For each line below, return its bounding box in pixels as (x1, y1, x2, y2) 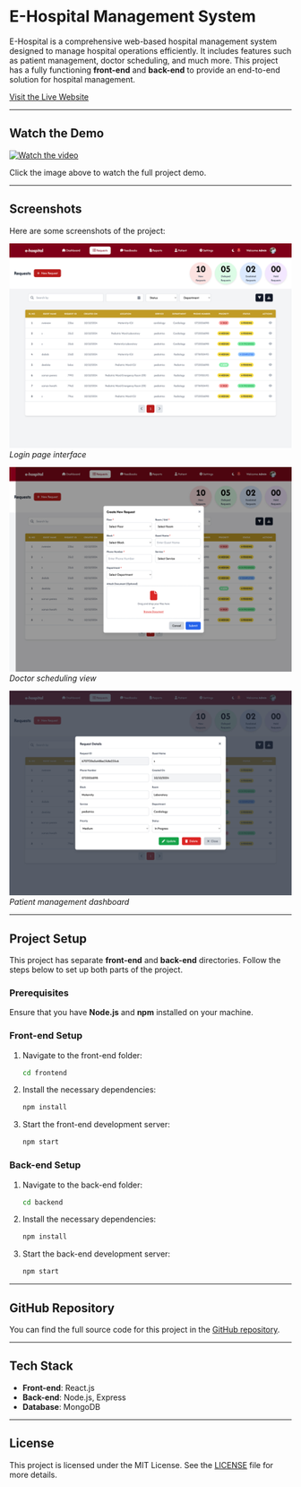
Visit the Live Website (9, 91, 90, 102)
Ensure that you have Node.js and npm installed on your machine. (9, 1007, 254, 1018)
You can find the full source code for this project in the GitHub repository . (9, 1324, 280, 1335)
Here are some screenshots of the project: (9, 225, 166, 236)
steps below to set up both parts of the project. (9, 964, 184, 975)
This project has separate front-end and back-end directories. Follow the (9, 954, 281, 965)
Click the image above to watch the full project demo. (9, 167, 207, 178)
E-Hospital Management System (9, 6, 257, 27)
